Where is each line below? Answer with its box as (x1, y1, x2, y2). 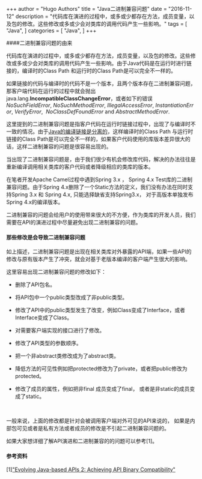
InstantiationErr (155, 101, 194, 109)
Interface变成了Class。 (14, 314, 73, 321)
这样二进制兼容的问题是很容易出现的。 (16, 143, 112, 150)
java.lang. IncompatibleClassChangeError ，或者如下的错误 (6, 95, 153, 102)
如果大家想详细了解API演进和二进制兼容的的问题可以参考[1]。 (6, 438, 158, 445)
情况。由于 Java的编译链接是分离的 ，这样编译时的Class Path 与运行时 (22, 128, 194, 135)
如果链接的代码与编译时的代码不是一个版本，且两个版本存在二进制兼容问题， (6, 80, 196, 87)
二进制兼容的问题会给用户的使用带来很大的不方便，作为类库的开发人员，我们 (6, 211, 196, 218)
